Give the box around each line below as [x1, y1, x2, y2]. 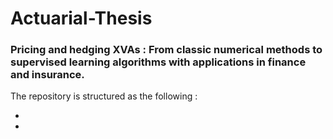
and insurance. [10, 68, 85, 82]
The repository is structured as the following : [10, 90, 198, 102]
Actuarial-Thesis [10, 7, 153, 30]
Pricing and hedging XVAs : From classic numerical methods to [10, 43, 323, 57]
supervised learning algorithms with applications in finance [10, 55, 307, 69]
